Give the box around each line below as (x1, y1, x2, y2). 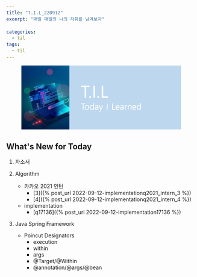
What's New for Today (6, 142, 92, 152)
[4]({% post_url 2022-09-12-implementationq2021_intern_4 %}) (33, 196, 192, 203)
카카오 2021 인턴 (23, 182, 64, 190)
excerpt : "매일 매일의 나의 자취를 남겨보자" (6, 16, 105, 22)
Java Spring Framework (14, 220, 75, 228)
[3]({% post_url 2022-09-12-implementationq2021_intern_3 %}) (33, 190, 192, 197)
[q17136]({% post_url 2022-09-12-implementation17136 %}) (33, 208, 181, 216)
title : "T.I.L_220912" (6, 10, 63, 16)
